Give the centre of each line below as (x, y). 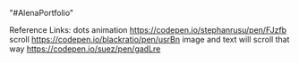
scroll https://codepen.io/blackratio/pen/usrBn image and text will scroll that (149, 39)
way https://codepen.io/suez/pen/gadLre (85, 49)
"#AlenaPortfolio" (42, 13)
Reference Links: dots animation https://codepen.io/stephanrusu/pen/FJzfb (148, 30)
